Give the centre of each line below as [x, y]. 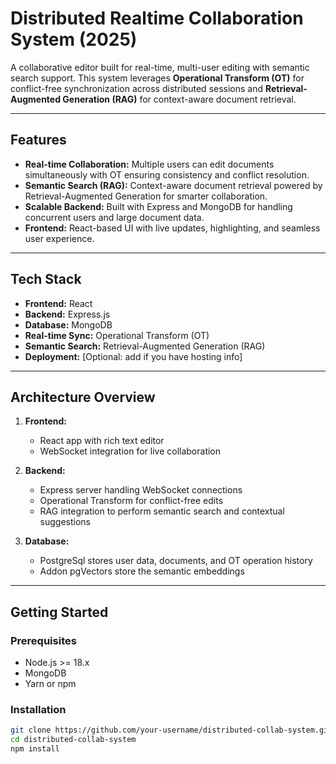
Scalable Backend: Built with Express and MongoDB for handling [158, 206]
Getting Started [59, 612]
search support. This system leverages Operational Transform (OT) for [157, 78]
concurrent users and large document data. [114, 217]
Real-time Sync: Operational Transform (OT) [117, 335]
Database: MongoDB [68, 324]
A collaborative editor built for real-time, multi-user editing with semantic [160, 67]
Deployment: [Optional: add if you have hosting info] [133, 356]
